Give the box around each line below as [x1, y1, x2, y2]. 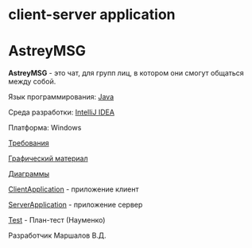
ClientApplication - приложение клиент [8, 184, 139, 194]
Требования [8, 138, 49, 148]
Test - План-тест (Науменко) [8, 215, 106, 225]
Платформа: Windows [8, 123, 82, 133]
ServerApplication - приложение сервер [8, 200, 143, 210]
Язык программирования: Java [8, 92, 114, 102]
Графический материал [8, 153, 88, 164]
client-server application [8, 6, 176, 24]
